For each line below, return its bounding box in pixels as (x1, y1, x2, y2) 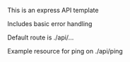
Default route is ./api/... (7, 33, 74, 42)
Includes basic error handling (7, 20, 93, 27)
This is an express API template (7, 6, 99, 14)
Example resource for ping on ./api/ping (7, 47, 124, 55)
